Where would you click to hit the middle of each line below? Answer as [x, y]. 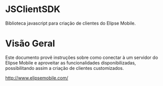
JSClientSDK [33, 9]
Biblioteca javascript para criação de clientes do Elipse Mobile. [71, 23]
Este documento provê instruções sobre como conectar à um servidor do [82, 57]
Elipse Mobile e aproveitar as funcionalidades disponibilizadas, [71, 63]
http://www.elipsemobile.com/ [37, 78]
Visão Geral [30, 44]
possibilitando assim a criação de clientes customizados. [65, 68]
